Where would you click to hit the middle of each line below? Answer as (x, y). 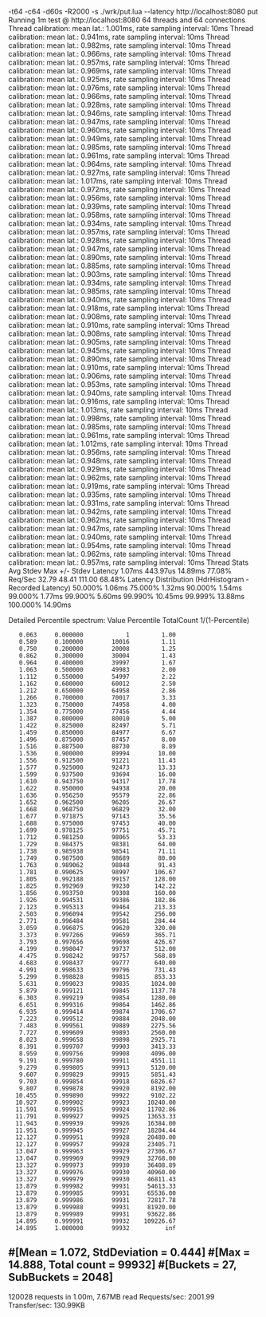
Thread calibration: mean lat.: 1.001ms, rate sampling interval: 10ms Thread (131, 28)
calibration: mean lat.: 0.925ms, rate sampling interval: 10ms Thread (119, 79)
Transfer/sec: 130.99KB (47, 1305)
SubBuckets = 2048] (61, 1278)
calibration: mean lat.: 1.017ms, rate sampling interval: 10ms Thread (118, 181)
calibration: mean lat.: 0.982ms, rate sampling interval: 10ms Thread (119, 45)
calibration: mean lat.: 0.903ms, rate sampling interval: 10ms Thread (120, 274)
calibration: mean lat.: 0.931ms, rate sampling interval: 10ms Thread (119, 503)
